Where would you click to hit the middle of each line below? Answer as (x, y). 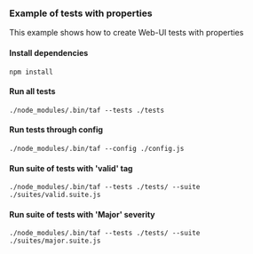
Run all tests (32, 91)
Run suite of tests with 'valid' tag (71, 168)
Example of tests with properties (81, 13)
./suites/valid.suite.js (55, 195)
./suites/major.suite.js (55, 241)
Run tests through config (56, 130)
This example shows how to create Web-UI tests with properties (126, 33)
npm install (31, 72)
